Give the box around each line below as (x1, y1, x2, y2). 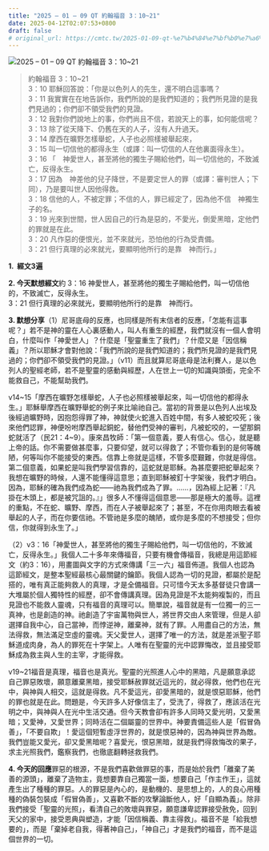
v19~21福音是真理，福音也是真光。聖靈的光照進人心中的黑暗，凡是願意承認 (8, 667, 256, 677)
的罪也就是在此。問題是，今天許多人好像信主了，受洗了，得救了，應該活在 (8, 697, 254, 707)
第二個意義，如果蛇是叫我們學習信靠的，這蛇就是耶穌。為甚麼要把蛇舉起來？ (8, 462, 261, 473)
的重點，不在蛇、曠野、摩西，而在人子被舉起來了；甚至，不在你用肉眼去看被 (8, 502, 261, 513)
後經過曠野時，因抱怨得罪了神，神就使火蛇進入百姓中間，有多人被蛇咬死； (8, 413, 254, 422)
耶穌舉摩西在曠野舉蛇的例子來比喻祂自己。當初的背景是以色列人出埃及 (25, 402, 258, 413)
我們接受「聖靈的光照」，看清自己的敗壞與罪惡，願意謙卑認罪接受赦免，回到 (8, 805, 258, 814)
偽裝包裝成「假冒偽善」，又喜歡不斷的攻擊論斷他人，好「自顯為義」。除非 (22, 794, 261, 804)
